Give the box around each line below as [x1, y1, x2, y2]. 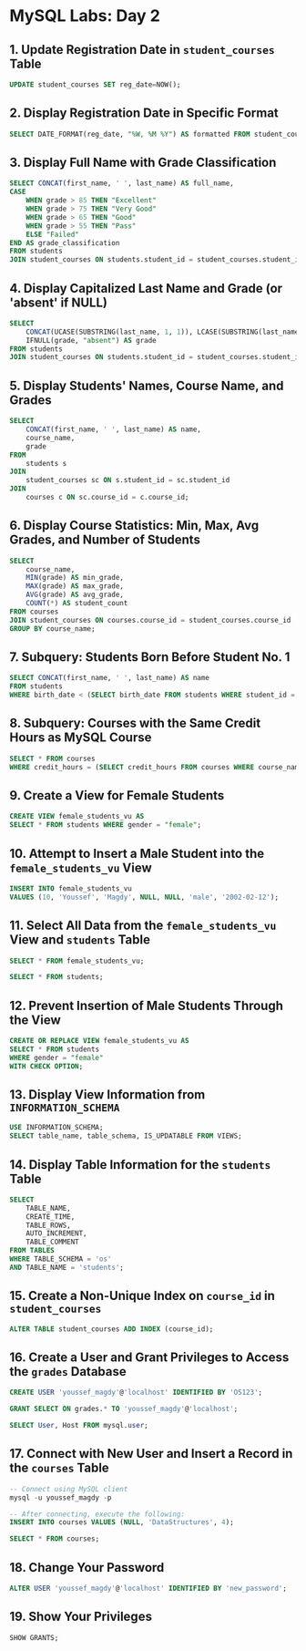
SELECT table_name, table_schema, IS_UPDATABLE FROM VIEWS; [9, 1131, 243, 1140]
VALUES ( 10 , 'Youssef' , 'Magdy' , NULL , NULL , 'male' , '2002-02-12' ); [9, 893, 280, 902]
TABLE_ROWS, [25, 1221, 71, 1230]
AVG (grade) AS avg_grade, [25, 590, 125, 600]
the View [9, 1012, 61, 1027]
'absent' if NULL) [9, 294, 107, 310]
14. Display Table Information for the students [9, 1157, 271, 1172]
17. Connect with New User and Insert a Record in [9, 1446, 293, 1461]
